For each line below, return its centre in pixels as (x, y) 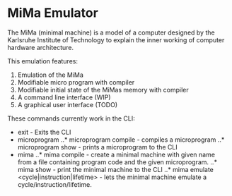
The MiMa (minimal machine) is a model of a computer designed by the (111, 32)
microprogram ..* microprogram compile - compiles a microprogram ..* (121, 140)
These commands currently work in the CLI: (71, 118)
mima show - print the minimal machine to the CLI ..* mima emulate (116, 169)
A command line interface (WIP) (64, 97)
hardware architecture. (41, 47)
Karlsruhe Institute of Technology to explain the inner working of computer (116, 39)
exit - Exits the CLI (44, 132)
